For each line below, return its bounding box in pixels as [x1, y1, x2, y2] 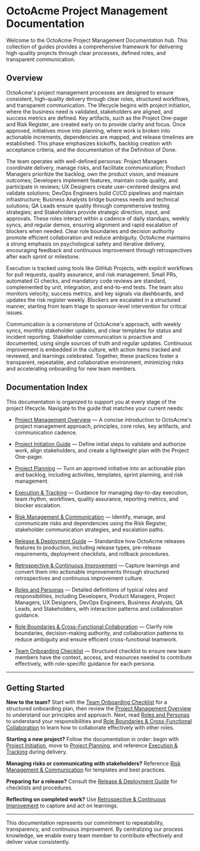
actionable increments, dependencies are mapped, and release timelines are [6, 133, 194, 140]
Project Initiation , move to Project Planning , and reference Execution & [6, 742, 178, 749]
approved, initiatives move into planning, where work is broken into [6, 127, 171, 134]
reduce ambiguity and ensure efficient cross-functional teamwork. [14, 635, 178, 643]
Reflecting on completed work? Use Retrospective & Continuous [6, 796, 166, 803]
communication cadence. [14, 428, 77, 436]
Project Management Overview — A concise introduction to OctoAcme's [14, 416, 192, 423]
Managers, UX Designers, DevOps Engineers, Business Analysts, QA [14, 599, 183, 606]
